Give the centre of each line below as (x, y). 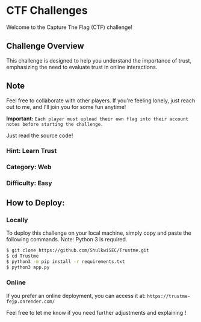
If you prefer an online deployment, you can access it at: (76, 296)
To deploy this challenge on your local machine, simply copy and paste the (99, 233)
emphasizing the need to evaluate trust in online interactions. (82, 67)
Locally (17, 220)
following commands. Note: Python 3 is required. (67, 240)
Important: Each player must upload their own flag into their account (97, 119)
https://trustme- (169, 296)
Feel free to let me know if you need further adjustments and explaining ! (96, 312)
